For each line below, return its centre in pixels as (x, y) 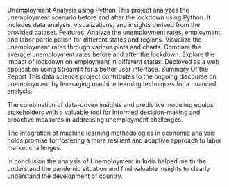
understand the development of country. (65, 176)
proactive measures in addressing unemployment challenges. (95, 120)
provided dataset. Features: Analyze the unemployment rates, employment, (115, 32)
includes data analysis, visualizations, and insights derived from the (104, 25)
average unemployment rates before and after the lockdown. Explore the (111, 54)
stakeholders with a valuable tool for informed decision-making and (104, 112)
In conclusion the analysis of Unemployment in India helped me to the (107, 161)
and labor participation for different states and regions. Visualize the (105, 40)
